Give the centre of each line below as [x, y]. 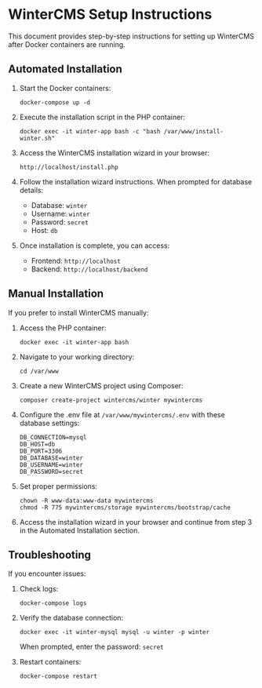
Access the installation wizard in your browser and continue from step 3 [136, 522]
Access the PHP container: [63, 328]
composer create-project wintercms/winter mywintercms [111, 400]
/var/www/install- [194, 131]
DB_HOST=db [37, 444]
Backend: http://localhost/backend [89, 269]
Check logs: [39, 589]
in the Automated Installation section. [79, 530]
